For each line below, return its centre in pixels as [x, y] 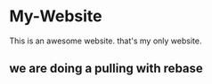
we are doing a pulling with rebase [106, 69]
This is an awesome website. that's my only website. [106, 41]
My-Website [56, 16]
